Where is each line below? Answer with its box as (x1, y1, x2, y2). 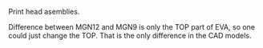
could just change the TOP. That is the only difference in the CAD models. (8, 31, 252, 40)
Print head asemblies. (8, 7, 80, 16)
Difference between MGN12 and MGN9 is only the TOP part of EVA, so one (8, 22, 255, 31)
